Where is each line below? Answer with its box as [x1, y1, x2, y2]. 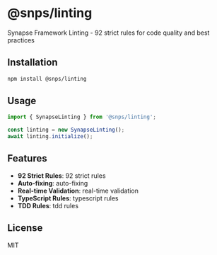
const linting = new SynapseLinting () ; [7, 126, 125, 134]
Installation [7, 57, 58, 69]
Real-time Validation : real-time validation [17, 186, 139, 195]
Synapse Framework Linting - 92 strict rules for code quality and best [7, 28, 210, 37]
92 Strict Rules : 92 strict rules [17, 171, 106, 180]
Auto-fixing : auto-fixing [17, 178, 88, 187]
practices [7, 35, 35, 44]
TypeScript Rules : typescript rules [17, 193, 119, 203]
